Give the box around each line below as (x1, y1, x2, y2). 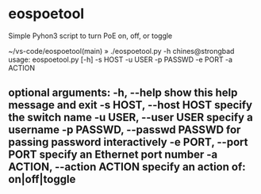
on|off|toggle (8, 173, 76, 186)
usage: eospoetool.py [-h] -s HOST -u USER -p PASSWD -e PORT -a (8, 55, 232, 64)
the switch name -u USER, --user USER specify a (8, 111, 254, 124)
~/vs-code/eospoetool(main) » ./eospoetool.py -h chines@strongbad (8, 46, 235, 55)
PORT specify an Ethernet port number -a (8, 148, 218, 162)
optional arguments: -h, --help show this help (8, 86, 238, 100)
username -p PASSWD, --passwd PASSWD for (8, 124, 241, 137)
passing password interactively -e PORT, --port (8, 135, 248, 149)
